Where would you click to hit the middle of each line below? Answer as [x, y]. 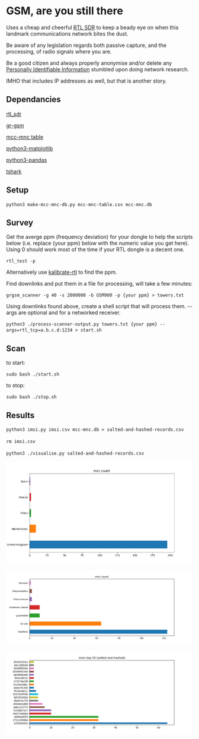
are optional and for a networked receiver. [69, 312]
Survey [20, 222]
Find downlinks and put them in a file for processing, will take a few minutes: [99, 284]
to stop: [15, 386]
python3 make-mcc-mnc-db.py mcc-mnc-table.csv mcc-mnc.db [79, 204]
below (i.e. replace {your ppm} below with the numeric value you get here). [98, 243]
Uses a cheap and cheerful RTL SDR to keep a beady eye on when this [92, 27]
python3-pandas [27, 160]
